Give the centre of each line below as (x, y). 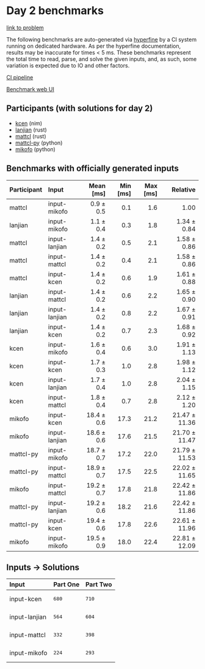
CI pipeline (20, 77)
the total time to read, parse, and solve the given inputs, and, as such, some (102, 59)
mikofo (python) (35, 149)
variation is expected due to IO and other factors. (68, 65)
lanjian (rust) (31, 130)
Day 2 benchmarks (55, 11)
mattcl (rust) (31, 136)
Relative (184, 189)
